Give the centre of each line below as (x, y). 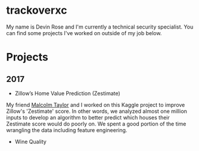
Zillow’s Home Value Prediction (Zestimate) (67, 93)
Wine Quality (30, 141)
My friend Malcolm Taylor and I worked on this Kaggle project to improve (96, 105)
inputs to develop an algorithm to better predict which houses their (88, 117)
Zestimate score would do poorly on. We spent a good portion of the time (96, 124)
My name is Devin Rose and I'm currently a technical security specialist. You (100, 27)
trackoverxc (37, 10)
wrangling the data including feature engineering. (67, 130)
